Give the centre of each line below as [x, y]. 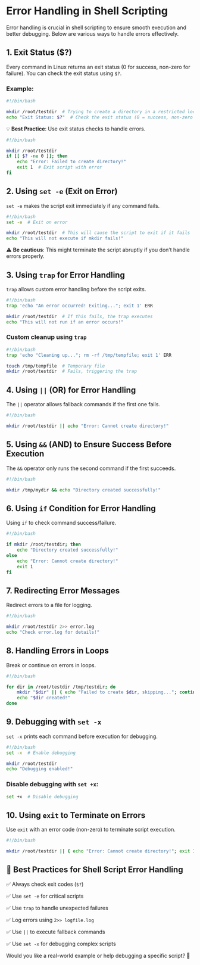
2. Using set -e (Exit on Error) [62, 192]
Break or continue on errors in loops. [51, 665]
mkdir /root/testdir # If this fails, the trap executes [79, 316]
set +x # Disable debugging [42, 796]
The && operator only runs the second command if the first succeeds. [91, 468]
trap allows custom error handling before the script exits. [76, 289]
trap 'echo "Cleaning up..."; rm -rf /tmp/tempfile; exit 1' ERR [89, 355]
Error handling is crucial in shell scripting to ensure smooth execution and [96, 27]
